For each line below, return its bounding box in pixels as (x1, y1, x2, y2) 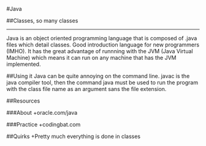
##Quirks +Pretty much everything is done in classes (6, 133, 141, 140)
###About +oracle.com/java (6, 109, 78, 116)
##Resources (6, 97, 40, 104)
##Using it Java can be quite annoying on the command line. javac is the (6, 73, 190, 79)
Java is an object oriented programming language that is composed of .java (6, 35, 197, 42)
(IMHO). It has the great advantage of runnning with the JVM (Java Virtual (6, 48, 193, 54)
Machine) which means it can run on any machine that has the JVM (6, 54, 177, 61)
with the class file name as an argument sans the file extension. (6, 86, 167, 92)
